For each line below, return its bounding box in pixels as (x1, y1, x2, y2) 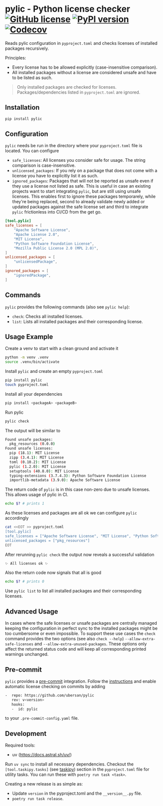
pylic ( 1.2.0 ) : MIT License (9, 464, 66, 469)
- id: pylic (11, 707, 38, 711)
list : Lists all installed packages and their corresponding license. (12, 318, 143, 325)
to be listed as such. (12, 75, 52, 80)
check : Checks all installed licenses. (12, 313, 83, 319)
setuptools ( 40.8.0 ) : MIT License (9, 469, 79, 474)
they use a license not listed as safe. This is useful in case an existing (12, 183, 151, 189)
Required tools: (5, 742, 35, 748)
